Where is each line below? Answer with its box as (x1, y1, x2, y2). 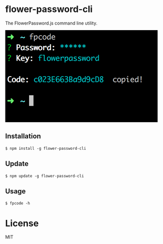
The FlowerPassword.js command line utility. (5, 20, 98, 26)
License (5, 217, 39, 229)
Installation (5, 132, 41, 141)
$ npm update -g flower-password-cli (5, 173, 84, 178)
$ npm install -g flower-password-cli (5, 146, 86, 151)
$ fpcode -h (5, 201, 30, 206)
